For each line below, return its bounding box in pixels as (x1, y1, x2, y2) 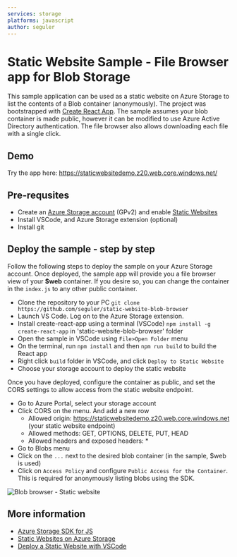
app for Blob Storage (7, 68, 130, 85)
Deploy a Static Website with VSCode (17, 541, 127, 550)
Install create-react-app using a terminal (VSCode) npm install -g (17, 319, 211, 328)
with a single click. (7, 130, 61, 138)
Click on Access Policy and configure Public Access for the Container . (17, 466, 228, 475)
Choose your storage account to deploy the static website (17, 364, 186, 372)
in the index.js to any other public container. (7, 284, 138, 293)
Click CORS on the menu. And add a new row (17, 406, 150, 415)
